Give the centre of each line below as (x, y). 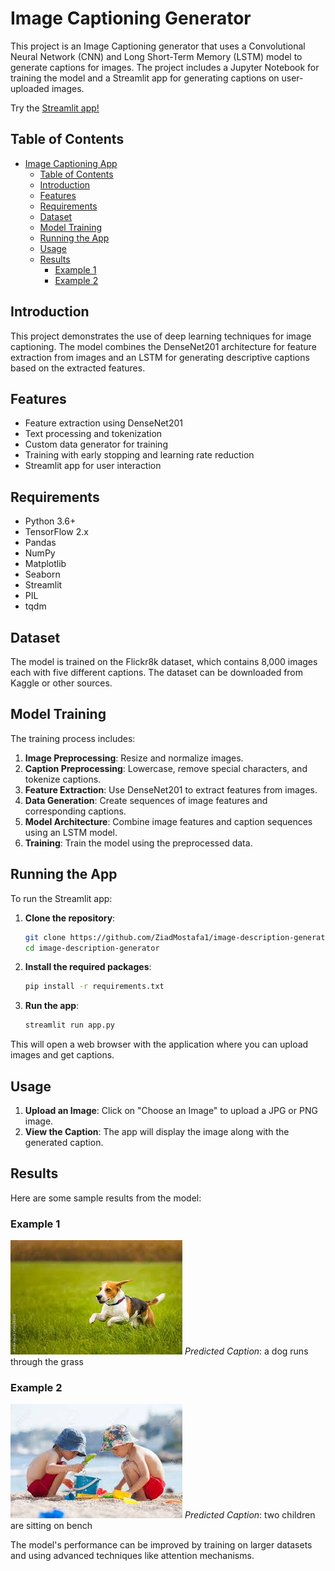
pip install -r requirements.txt (94, 987)
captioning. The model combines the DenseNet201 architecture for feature (163, 346)
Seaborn (42, 574)
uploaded (30, 88)
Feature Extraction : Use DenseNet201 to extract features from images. (171, 789)
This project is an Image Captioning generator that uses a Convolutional (158, 46)
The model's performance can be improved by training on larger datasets (161, 1545)
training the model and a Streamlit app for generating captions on (145, 78)
